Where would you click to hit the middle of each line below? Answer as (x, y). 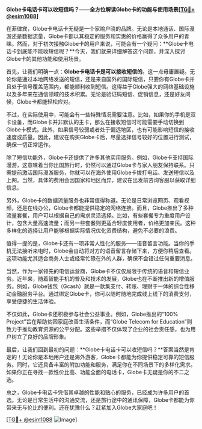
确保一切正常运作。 (30, 145)
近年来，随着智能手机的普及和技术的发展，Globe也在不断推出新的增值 (103, 279)
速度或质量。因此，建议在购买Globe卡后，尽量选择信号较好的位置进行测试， (100, 137)
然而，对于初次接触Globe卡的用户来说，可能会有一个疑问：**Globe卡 (102, 44)
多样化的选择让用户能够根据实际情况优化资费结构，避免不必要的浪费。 (93, 230)
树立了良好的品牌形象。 (40, 337)
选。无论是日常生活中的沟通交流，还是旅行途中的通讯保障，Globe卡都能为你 (100, 400)
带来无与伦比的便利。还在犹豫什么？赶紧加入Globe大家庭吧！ (82, 407)
